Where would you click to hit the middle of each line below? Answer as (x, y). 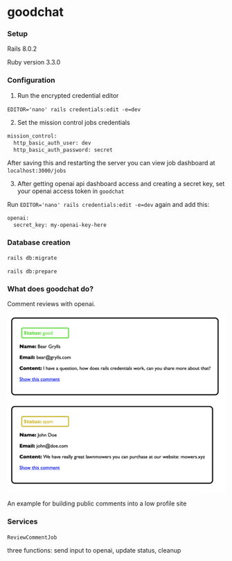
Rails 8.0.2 (22, 49)
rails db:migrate (32, 258)
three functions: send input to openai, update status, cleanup (94, 550)
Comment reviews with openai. (51, 304)
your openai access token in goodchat (71, 191)
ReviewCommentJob (32, 537)
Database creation (39, 242)
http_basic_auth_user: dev (52, 143)
